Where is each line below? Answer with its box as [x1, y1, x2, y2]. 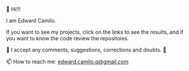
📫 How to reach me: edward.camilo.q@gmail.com [6, 58, 129, 65]
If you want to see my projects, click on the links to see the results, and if [6, 28, 184, 35]
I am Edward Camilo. [6, 17, 57, 24]
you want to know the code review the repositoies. [6, 35, 129, 41]
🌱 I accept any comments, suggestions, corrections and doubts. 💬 [6, 46, 167, 53]
